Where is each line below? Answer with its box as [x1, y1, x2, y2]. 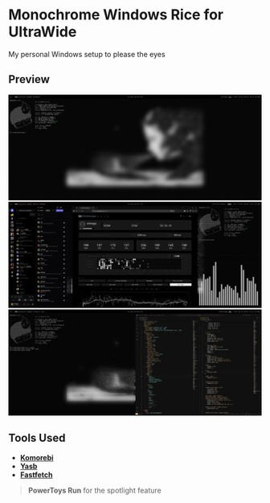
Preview [8, 72, 51, 86]
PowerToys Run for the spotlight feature [27, 485, 162, 495]
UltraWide [8, 23, 77, 41]
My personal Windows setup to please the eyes [8, 49, 166, 59]
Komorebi [19, 452, 54, 462]
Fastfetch [19, 469, 53, 480]
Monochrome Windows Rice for [8, 6, 224, 24]
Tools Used [8, 431, 66, 445]
